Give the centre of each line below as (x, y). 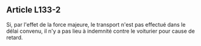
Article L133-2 (34, 10)
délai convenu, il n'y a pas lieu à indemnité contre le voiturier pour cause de (100, 31)
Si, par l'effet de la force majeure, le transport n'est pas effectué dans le (96, 24)
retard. (15, 37)
